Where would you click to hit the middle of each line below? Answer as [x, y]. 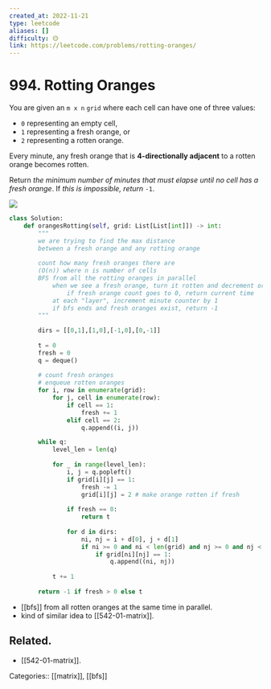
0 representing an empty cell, [69, 123]
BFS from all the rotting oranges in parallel [117, 278]
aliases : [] [29, 31]
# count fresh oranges [76, 375]
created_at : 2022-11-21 [49, 16]
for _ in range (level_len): [99, 465]
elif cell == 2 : [94, 420]
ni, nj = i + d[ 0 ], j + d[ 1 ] [130, 539]
